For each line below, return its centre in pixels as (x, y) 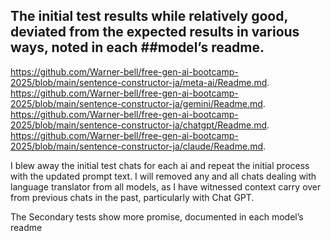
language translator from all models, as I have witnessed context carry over (166, 186)
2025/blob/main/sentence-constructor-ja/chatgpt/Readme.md (139, 125)
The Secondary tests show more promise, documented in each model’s (157, 216)
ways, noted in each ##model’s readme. (137, 47)
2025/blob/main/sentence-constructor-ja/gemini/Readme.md (136, 103)
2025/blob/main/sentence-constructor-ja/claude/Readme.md (136, 146)
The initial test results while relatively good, (149, 16)
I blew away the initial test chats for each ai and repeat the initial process (160, 165)
